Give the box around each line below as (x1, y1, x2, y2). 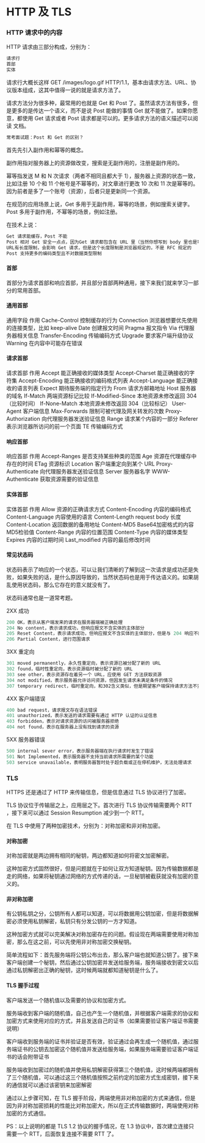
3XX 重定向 (6, 648, 35, 655)
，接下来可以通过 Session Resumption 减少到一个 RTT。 (6, 809, 148, 816)
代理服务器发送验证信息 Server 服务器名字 (45, 468, 151, 475)
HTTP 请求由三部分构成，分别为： (6, 43, 92, 51)
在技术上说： (6, 221, 38, 228)
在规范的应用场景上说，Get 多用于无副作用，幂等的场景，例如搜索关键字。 (6, 200, 193, 208)
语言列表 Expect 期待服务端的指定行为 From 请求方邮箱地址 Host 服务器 (16, 385, 196, 392)
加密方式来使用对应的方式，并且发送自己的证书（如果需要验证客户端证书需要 (6, 1017, 199, 1024)
